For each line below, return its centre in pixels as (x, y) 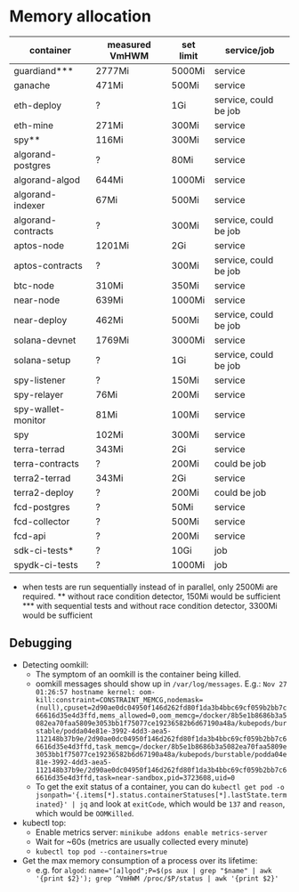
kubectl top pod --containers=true (101, 852)
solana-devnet (45, 340)
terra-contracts (47, 463)
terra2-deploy (44, 492)
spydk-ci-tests (46, 564)
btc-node (34, 285)
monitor (30, 420)
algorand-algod (47, 180)
